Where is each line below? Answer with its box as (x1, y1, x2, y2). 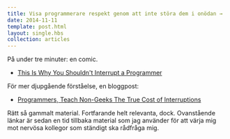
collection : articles (7, 36, 70, 43)
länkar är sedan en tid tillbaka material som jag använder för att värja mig (7, 116, 217, 125)
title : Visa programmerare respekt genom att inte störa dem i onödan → (7, 10, 223, 17)
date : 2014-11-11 (7, 17, 58, 24)
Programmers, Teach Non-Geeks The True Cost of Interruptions (17, 95, 201, 104)
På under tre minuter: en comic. (7, 55, 98, 63)
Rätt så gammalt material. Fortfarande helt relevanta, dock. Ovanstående (7, 109, 216, 117)
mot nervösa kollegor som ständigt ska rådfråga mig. (7, 124, 159, 132)
